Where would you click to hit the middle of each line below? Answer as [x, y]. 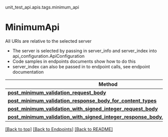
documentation [28, 72]
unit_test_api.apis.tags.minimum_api [42, 7]
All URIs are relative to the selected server [48, 41]
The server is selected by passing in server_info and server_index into [84, 51]
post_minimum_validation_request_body [57, 93]
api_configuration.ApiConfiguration [48, 56]
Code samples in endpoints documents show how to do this [74, 61]
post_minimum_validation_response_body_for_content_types [82, 101]
